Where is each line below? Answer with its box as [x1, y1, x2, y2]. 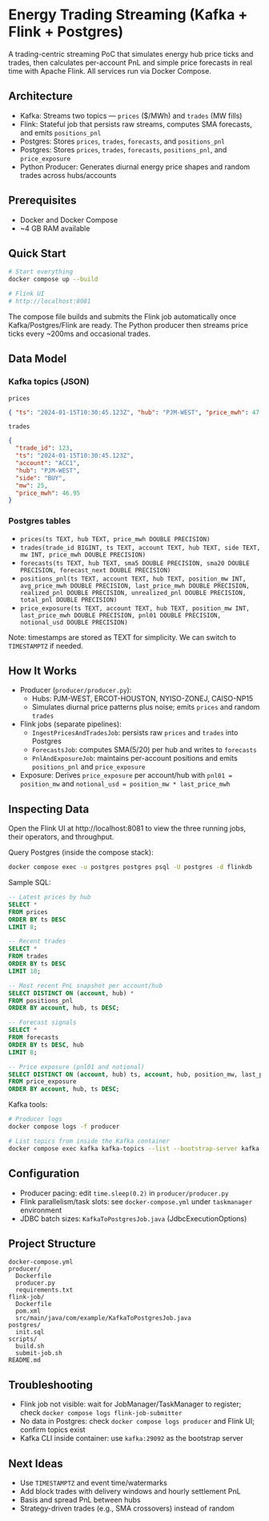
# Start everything [8, 268, 74, 276]
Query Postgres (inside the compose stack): [8, 847, 154, 857]
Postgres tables [8, 516, 71, 527]
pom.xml [15, 1307, 42, 1316]
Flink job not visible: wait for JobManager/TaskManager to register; [19, 1399, 242, 1409]
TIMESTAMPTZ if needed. [8, 641, 84, 650]
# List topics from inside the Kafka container [8, 1137, 171, 1145]
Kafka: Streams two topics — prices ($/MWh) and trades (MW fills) [19, 111, 243, 120]
